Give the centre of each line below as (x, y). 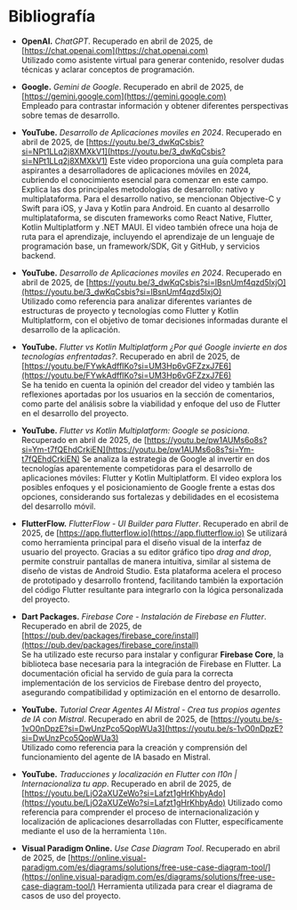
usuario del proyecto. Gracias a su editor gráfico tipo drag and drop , (146, 552)
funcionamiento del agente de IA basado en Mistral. (116, 757)
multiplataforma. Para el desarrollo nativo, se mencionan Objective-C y (151, 199)
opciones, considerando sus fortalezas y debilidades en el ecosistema (150, 496)
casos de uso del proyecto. (71, 895)
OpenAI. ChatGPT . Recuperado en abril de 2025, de (117, 41)
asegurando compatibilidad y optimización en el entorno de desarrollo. (151, 692)
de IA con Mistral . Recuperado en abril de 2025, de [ (117, 718)
